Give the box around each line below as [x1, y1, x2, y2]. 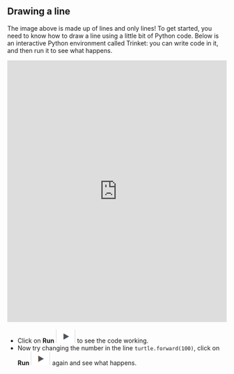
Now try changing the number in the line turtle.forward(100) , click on [17, 343, 220, 352]
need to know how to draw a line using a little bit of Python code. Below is [7, 31, 219, 40]
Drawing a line [7, 6, 71, 17]
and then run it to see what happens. [7, 46, 113, 54]
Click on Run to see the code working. [17, 336, 149, 345]
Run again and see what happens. [17, 359, 137, 367]
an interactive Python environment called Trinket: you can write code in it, [7, 38, 219, 47]
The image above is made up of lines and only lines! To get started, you [7, 24, 212, 32]
